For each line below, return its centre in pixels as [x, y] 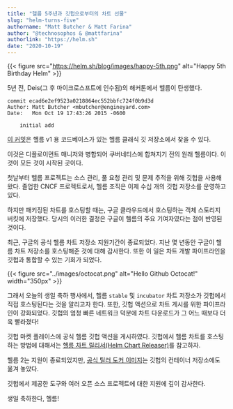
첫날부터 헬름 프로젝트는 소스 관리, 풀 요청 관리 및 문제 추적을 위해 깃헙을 [105, 178]
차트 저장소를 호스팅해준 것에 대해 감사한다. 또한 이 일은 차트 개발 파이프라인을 [120, 251]
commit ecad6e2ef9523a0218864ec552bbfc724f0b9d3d [81, 101]
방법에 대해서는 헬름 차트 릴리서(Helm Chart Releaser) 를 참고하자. [110, 345]
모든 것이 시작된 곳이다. [51, 163]
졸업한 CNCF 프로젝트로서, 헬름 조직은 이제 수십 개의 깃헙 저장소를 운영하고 [124, 186]
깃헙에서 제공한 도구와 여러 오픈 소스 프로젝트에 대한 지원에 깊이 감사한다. [106, 384]
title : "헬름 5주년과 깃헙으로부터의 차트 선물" [67, 14]
